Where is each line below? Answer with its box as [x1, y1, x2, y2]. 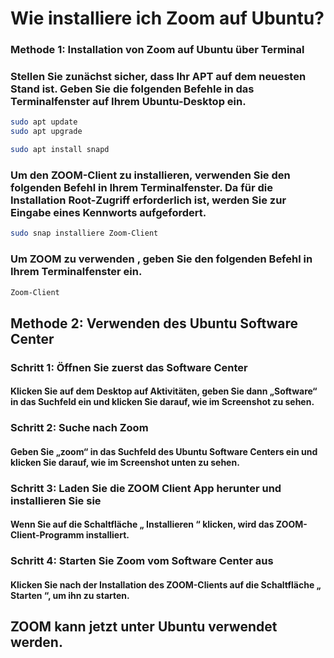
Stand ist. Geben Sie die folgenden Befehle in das [10, 82, 255, 96]
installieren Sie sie [10, 493, 102, 507]
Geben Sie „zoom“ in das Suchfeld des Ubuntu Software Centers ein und [10, 445, 318, 457]
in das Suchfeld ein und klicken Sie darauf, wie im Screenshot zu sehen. [10, 396, 315, 408]
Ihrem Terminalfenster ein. [10, 265, 143, 279]
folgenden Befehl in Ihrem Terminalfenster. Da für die [10, 180, 273, 194]
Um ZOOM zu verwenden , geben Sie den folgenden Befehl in [10, 252, 313, 266]
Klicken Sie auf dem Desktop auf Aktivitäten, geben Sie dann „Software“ [10, 385, 318, 397]
